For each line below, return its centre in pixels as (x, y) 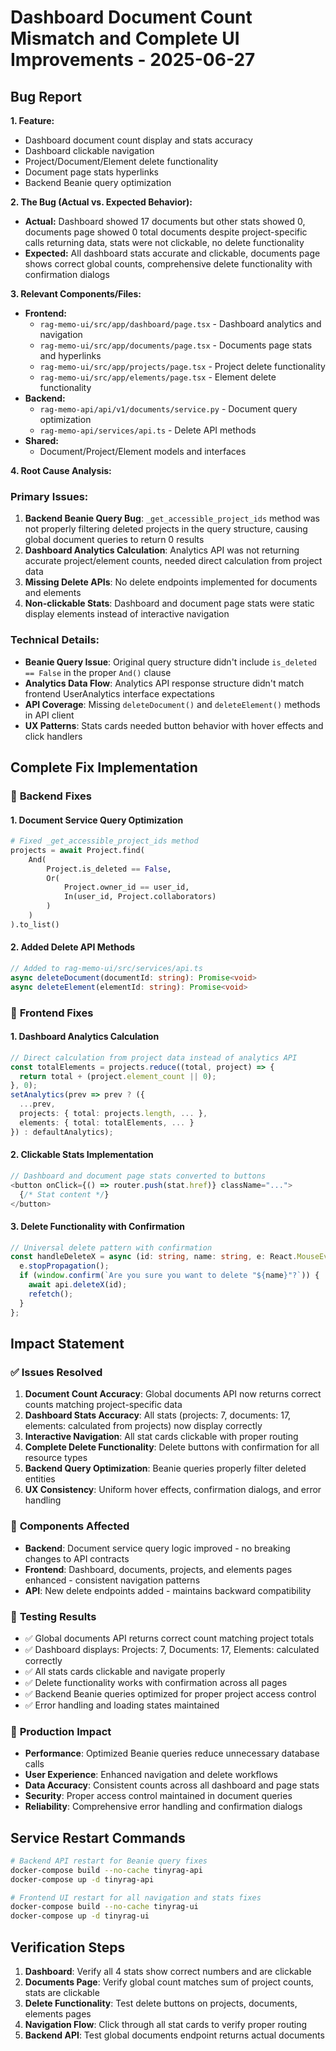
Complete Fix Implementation (104, 767)
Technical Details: (55, 640)
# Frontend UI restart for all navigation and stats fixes (136, 1897)
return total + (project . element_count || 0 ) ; (118, 1076)
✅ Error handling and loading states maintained (122, 1705)
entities (40, 1479)
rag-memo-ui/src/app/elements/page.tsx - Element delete (158, 377)
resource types (56, 1458)
